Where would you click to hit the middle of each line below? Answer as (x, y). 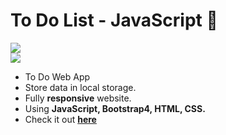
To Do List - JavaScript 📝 (114, 20)
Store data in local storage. (80, 87)
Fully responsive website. (78, 98)
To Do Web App (57, 76)
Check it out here (60, 119)
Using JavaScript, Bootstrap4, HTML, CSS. (115, 108)
